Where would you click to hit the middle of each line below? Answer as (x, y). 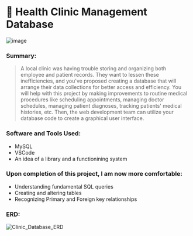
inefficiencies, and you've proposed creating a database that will (98, 81)
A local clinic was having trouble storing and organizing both (93, 69)
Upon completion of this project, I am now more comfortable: (94, 174)
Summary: (21, 56)
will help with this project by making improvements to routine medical (104, 94)
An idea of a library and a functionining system (71, 159)
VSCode (25, 152)
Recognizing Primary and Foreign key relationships (76, 199)
